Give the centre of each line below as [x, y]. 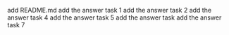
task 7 [16, 25]
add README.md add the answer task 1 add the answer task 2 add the [110, 10]
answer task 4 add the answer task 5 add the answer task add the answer [114, 17]
